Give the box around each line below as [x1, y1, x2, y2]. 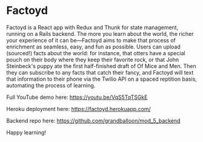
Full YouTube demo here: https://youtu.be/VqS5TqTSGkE [6, 93, 148, 101]
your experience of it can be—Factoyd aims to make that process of [6, 36, 176, 44]
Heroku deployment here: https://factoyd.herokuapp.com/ [6, 105, 151, 112]
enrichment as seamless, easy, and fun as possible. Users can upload [6, 43, 181, 50]
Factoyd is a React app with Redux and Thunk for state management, [6, 24, 179, 31]
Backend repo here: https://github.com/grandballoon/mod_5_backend [6, 117, 181, 124]
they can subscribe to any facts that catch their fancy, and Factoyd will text [6, 69, 194, 76]
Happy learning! [6, 129, 47, 136]
